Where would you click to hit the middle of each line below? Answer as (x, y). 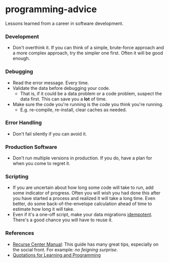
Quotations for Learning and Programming (57, 255)
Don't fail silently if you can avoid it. (50, 134)
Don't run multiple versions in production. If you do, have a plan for (82, 158)
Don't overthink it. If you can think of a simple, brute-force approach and (88, 48)
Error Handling (24, 123)
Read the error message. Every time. (51, 83)
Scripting (17, 177)
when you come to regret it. (41, 163)
